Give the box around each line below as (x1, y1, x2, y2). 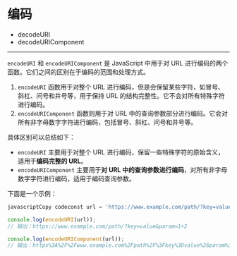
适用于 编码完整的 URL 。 (17, 157, 87, 165)
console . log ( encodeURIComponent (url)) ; (7, 236, 125, 243)
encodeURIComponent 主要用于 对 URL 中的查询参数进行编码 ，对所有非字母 (17, 165, 228, 173)
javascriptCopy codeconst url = (7, 203, 102, 210)
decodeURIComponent (17, 37, 85, 46)
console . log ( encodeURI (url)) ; (7, 216, 97, 223)
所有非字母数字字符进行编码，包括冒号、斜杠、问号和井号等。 (17, 118, 197, 126)
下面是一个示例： (7, 189, 57, 197)
